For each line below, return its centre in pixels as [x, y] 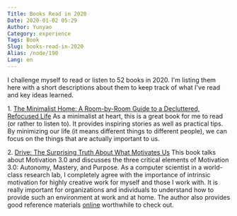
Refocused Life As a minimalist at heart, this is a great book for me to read [115, 116]
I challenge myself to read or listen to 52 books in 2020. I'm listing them [112, 80]
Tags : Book [23, 40]
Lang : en [20, 60]
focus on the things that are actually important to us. [84, 138]
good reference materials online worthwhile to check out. [91, 205]
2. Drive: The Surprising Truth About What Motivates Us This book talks [112, 152]
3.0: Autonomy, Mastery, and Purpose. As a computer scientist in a [105, 167]
